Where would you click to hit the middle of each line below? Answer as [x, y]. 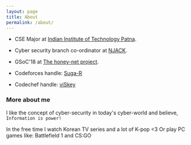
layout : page [22, 11]
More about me [28, 100]
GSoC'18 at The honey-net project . [56, 62]
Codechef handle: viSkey [45, 85]
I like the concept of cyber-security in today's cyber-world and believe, [92, 113]
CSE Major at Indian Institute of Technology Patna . [76, 39]
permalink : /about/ [30, 22]
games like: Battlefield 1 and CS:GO [49, 135]
